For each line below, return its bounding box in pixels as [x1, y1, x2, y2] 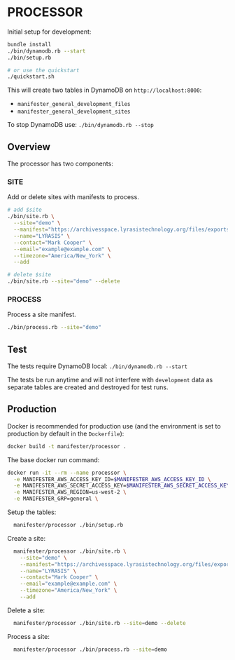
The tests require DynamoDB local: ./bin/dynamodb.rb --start [7, 362, 187, 370]
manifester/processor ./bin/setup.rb [13, 522, 124, 529]
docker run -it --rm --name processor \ [7, 469, 127, 476]
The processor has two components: [7, 159, 113, 168]
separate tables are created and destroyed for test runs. [7, 383, 169, 391]
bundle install [7, 41, 52, 48]
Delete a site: [7, 606, 45, 614]
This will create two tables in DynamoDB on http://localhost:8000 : [7, 86, 202, 95]
